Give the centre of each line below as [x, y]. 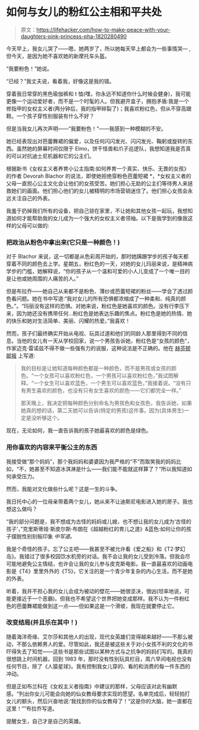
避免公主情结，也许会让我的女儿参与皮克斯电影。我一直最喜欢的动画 [105, 563]
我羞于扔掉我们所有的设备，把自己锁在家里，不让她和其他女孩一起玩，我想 [97, 210]
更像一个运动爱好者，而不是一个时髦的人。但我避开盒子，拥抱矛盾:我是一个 [98, 101]
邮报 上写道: [21, 356]
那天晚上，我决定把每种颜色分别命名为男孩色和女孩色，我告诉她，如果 [106, 403]
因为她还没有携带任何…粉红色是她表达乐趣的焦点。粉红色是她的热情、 [102, 313]
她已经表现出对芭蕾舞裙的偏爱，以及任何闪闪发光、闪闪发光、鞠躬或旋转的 [97, 141]
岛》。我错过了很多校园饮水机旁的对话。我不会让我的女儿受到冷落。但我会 [96, 556]
